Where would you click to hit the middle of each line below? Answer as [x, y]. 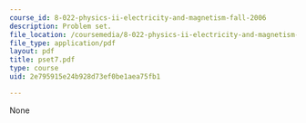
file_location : [38, 34]
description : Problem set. [61, 26]
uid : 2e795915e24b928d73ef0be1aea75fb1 [85, 77]
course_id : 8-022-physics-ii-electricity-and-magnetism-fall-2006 [138, 18]
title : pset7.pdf [42, 60]
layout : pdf [32, 52]
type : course [34, 69]
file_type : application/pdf [63, 43]
